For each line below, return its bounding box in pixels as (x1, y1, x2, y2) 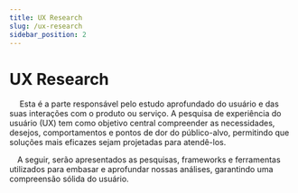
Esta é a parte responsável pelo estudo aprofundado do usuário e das (19, 98, 280, 109)
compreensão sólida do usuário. (9, 173, 129, 185)
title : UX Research (9, 13, 83, 23)
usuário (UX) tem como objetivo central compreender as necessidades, (9, 118, 275, 129)
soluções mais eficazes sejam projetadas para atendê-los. (9, 137, 227, 148)
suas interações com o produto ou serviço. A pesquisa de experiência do (9, 108, 282, 119)
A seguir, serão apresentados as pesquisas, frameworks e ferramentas (17, 154, 282, 165)
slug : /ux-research (9, 22, 83, 31)
